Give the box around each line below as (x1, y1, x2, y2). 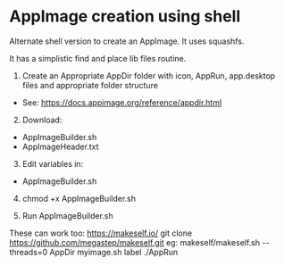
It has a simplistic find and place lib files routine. (9, 53, 187, 63)
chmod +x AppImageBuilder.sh (21, 193, 137, 204)
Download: (21, 114, 63, 125)
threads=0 (9, 246, 48, 257)
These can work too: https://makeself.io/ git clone (9, 228, 193, 238)
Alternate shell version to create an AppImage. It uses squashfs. (9, 36, 245, 46)
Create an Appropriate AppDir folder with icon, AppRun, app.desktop (21, 70, 276, 81)
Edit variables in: (21, 158, 84, 169)
